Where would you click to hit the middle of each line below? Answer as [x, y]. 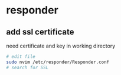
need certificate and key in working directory [61, 46]
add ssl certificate [40, 32]
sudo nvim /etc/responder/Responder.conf [58, 62]
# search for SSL [27, 67]
